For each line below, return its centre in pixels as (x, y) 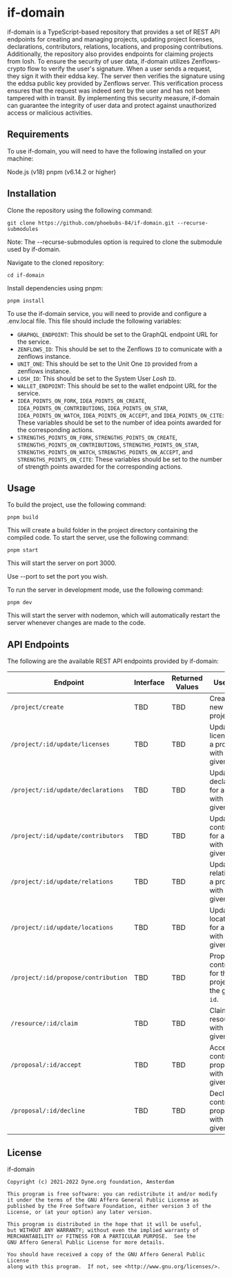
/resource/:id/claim (44, 1024)
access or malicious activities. (50, 113)
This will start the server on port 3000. (62, 563)
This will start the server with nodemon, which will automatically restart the (114, 615)
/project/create (37, 707)
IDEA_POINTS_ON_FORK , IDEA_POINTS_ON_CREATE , (82, 400)
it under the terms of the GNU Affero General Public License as (103, 1200)
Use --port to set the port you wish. (58, 577)
